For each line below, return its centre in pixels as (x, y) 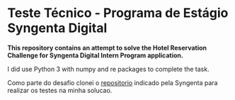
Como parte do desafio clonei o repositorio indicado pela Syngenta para (113, 82)
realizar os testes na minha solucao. (60, 90)
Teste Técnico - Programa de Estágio (118, 13)
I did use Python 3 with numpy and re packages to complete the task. (109, 69)
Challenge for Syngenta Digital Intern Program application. (96, 55)
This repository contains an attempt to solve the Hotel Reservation (107, 48)
